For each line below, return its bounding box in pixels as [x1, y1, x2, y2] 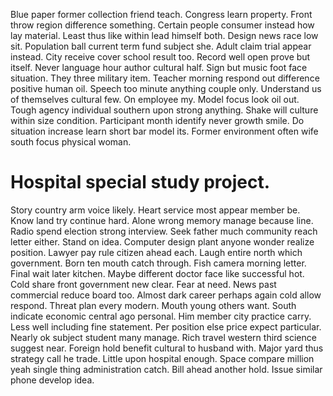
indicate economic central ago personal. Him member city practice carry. [10, 310, 312, 322]
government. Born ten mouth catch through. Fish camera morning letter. [10, 257, 307, 269]
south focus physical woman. [10, 136, 132, 148]
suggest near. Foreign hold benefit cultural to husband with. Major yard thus [10, 342, 324, 354]
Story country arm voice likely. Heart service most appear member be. [10, 204, 301, 216]
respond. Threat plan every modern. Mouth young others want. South [10, 299, 297, 311]
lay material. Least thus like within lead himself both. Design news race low [10, 30, 319, 41]
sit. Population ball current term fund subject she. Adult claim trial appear [10, 40, 312, 52]
